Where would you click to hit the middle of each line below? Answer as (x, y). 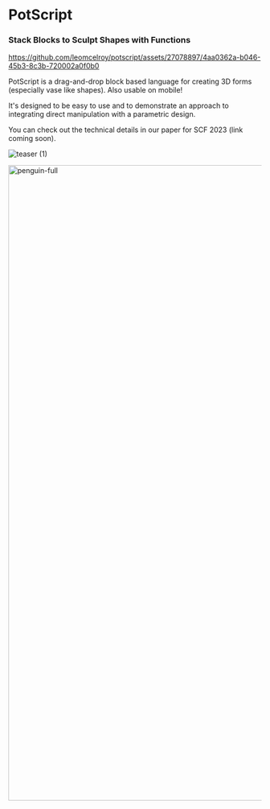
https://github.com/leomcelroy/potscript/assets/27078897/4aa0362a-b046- (135, 57)
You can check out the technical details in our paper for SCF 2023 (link (126, 130)
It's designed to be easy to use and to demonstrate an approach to (119, 105)
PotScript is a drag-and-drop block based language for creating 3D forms (130, 81)
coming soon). (32, 138)
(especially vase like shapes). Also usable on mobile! (96, 90)
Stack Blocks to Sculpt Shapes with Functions (100, 40)
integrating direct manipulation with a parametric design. (102, 114)
